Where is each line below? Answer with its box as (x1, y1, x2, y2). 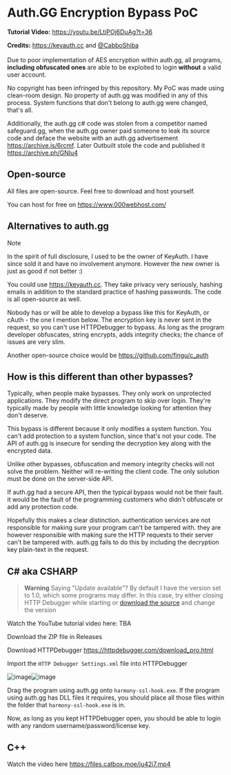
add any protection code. (7, 503, 79, 511)
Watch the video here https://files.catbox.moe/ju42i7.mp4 (7, 760, 171, 768)
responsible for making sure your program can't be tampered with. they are (7, 524, 221, 532)
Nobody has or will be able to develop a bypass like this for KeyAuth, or (7, 308, 210, 316)
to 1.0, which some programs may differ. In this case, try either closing (23, 591, 223, 600)
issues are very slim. (7, 337, 66, 346)
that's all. (7, 106, 33, 114)
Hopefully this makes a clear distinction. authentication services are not (7, 516, 210, 524)
